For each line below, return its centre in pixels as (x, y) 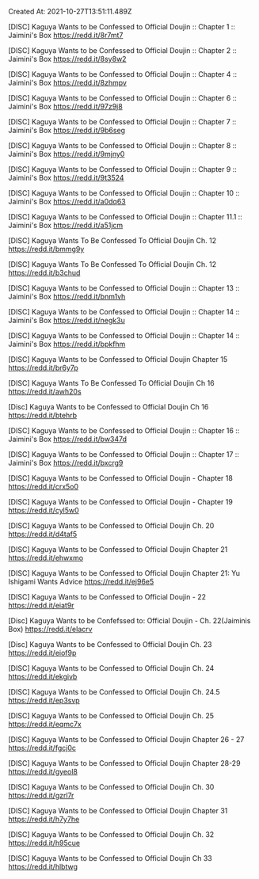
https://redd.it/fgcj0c (42, 748)
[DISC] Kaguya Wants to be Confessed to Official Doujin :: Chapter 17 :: (124, 454)
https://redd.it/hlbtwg (43, 867)
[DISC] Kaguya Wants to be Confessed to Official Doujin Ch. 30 (111, 787)
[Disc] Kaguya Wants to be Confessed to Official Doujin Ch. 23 (110, 644)
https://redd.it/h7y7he (44, 819)
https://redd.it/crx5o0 (44, 487)
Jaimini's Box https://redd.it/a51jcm (66, 225)
